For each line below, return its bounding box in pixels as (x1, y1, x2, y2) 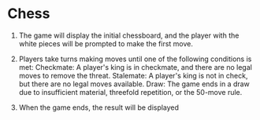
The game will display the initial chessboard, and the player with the (18, 31, 240, 40)
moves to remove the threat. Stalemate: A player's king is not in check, (18, 71, 248, 80)
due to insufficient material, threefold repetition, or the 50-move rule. (18, 87, 243, 96)
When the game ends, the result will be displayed (18, 103, 179, 112)
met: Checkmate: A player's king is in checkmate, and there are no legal (18, 62, 253, 71)
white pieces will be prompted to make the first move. (18, 38, 194, 48)
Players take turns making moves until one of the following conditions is (18, 54, 252, 64)
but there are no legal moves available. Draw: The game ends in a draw (18, 79, 250, 89)
